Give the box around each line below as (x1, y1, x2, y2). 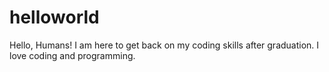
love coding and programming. (9, 49, 136, 61)
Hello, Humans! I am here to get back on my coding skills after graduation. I (9, 39, 320, 51)
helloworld (9, 6, 100, 29)
